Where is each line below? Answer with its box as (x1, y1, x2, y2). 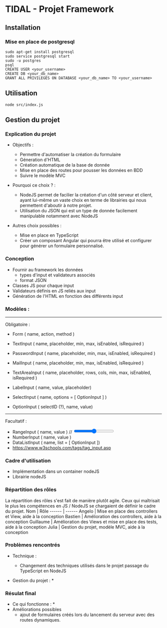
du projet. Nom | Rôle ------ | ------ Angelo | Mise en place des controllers (5, 508, 158, 514)
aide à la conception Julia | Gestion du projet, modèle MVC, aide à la (5, 524, 145, 530)
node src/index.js (5, 102, 43, 107)
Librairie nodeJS (12, 474, 46, 480)
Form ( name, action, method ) (12, 331, 75, 337)
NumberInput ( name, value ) (12, 434, 72, 440)
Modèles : (5, 305, 30, 312)
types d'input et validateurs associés (19, 272, 95, 278)
